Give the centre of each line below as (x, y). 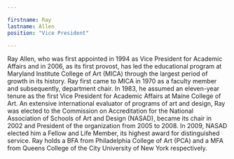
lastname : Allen (31, 26)
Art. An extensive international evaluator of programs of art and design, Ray (116, 104)
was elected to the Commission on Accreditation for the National (101, 111)
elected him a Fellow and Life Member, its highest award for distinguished (113, 133)
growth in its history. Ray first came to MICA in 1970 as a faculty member (112, 81)
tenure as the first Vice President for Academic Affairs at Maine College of (114, 96)
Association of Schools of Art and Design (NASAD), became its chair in (110, 118)
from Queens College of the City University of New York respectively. (108, 148)
